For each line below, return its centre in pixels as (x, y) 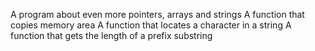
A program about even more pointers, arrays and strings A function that (157, 14)
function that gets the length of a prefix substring (111, 35)
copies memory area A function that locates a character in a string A (151, 25)
